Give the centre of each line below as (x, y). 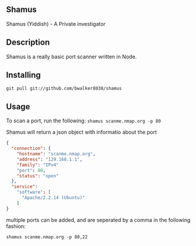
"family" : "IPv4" (38, 165)
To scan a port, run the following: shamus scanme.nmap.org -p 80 (84, 121)
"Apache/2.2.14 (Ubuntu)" (53, 198)
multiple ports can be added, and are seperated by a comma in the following (98, 220)
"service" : (25, 187)
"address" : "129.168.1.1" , (50, 159)
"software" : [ (34, 192)
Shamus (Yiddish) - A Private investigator (56, 24)
